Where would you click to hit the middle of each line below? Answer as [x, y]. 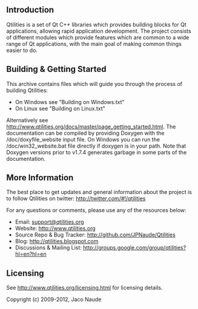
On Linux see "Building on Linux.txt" [60, 108]
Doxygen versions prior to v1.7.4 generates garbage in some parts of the [97, 152]
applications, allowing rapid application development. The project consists [99, 31]
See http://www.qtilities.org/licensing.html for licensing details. [84, 288]
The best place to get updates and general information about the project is [99, 192]
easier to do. [22, 50]
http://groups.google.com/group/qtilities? [134, 248]
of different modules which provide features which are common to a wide [98, 37]
